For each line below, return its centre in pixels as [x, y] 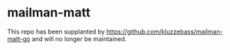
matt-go [19, 38]
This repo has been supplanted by [56, 32]
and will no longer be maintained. [79, 38]
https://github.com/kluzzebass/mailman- [165, 32]
